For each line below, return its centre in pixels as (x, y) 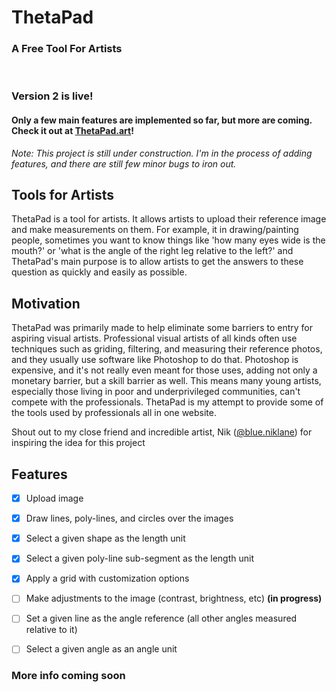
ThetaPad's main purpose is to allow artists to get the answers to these (157, 262)
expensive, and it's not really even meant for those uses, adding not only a (164, 370)
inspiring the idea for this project (78, 443)
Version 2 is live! (52, 96)
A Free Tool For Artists (67, 49)
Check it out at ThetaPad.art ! (72, 130)
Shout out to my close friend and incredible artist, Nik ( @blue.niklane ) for (162, 432)
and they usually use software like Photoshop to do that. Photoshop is (155, 360)
